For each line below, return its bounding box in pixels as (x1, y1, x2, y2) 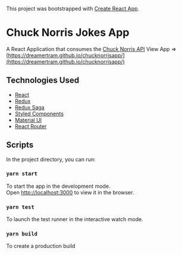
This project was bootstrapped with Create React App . (6, 5, 140, 12)
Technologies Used (6, 75, 79, 86)
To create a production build (6, 243, 76, 250)
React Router (14, 122, 47, 130)
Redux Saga (14, 103, 45, 111)
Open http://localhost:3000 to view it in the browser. (6, 188, 134, 196)
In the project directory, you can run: (6, 156, 96, 163)
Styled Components (14, 110, 64, 117)
